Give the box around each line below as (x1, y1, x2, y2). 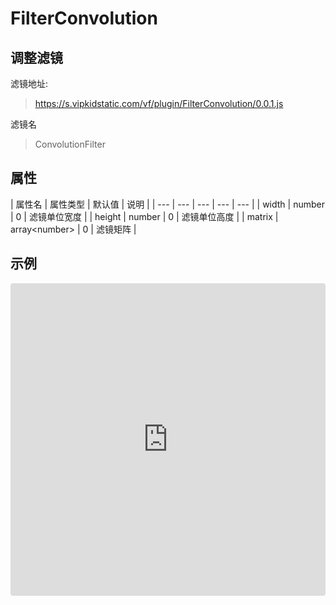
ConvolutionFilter (34, 138, 106, 150)
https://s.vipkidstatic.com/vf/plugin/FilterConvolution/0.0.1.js (34, 98, 284, 109)
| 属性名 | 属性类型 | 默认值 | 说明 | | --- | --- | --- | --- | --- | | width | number (10, 198, 325, 210)
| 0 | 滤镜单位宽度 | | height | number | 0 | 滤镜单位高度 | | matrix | (10, 210, 279, 222)
